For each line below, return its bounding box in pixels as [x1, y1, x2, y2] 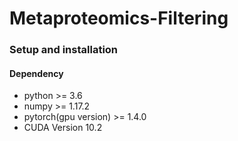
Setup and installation [9, 43, 119, 57]
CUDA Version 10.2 [23, 122, 103, 134]
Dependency [9, 67, 64, 79]
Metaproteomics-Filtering [9, 7, 229, 30]
